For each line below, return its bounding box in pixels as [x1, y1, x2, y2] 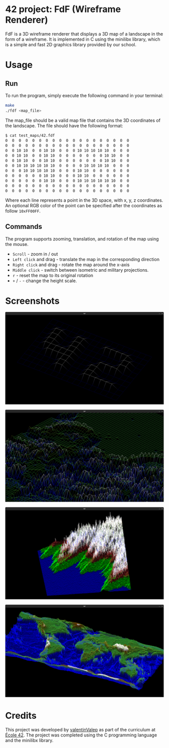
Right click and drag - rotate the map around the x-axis [12, 262, 130, 268]
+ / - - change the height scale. [12, 278, 77, 284]
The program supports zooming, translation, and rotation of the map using [5, 235, 159, 242]
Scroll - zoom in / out [12, 251, 58, 257]
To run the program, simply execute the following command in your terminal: [5, 92, 163, 99]
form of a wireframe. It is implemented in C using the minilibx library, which [5, 36, 160, 42]
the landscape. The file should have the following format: [5, 122, 123, 129]
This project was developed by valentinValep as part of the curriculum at [5, 726, 156, 732]
